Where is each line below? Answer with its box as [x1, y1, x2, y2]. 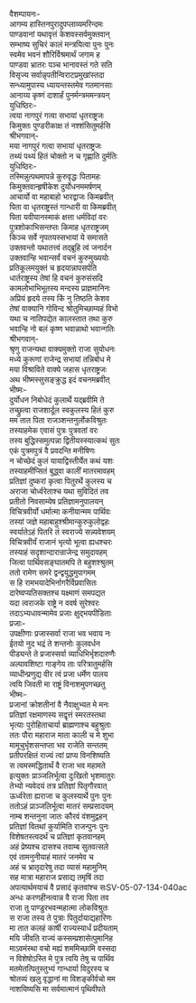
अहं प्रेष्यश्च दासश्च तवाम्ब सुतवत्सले [9, 841, 109, 852]
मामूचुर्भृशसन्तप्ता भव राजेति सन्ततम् [9, 740, 108, 750]
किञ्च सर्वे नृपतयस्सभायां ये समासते [9, 232, 108, 243]
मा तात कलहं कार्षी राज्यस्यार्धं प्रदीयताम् [9, 923, 118, 933]
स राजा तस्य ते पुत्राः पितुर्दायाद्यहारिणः [9, 913, 113, 923]
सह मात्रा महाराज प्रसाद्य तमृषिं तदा [9, 872, 104, 882]
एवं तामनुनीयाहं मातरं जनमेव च [9, 851, 94, 862]
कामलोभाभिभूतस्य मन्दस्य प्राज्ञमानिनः [9, 283, 111, 293]
